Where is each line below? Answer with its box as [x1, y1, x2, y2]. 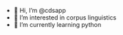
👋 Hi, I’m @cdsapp [13, 7, 67, 14]
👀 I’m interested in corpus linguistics [13, 13, 117, 22]
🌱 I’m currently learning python [13, 21, 102, 28]
